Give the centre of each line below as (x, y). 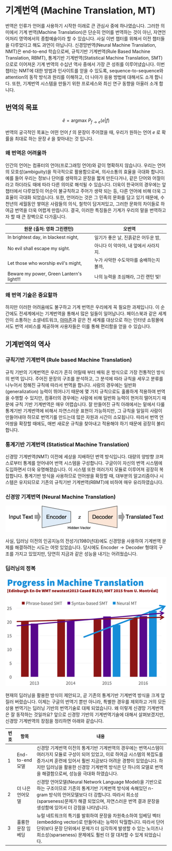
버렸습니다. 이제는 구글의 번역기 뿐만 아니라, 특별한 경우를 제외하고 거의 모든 (90, 702)
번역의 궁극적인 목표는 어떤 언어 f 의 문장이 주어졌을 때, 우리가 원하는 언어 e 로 (83, 132)
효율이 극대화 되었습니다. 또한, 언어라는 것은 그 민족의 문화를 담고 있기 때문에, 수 (85, 197)
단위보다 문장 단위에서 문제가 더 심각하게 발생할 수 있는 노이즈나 (100, 828)
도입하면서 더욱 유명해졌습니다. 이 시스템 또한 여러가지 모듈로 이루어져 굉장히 (82, 470)
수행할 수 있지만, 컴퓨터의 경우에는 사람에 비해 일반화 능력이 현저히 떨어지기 (86, 398)
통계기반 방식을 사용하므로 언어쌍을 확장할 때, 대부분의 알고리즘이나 (91, 476)
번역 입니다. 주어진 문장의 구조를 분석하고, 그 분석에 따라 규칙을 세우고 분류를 (87, 378)
